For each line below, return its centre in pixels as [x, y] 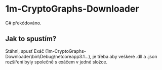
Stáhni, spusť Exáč [25, 51]
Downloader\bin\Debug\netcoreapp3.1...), [48, 56]
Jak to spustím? [31, 39]
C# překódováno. [23, 23]
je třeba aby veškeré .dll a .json [125, 56]
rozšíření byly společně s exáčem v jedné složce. [56, 62]
